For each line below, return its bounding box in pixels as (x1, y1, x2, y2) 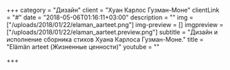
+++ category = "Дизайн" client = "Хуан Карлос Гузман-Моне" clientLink (6, 6, 220, 14)
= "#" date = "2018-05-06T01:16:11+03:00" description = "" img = (6, 13, 194, 21)
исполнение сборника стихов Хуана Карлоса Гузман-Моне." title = (6, 35, 204, 44)
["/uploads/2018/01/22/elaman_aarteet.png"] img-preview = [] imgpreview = (6, 21, 224, 28)
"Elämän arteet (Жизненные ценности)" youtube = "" (6, 43, 160, 51)
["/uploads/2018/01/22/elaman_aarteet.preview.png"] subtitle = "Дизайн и (6, 28, 218, 36)
